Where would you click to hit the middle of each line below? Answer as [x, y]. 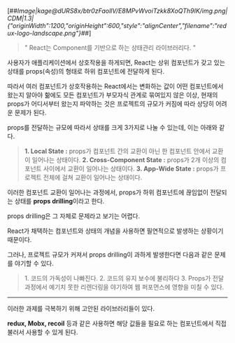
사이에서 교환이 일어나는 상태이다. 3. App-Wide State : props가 [131, 169]
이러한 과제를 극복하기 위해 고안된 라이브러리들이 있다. [81, 308]
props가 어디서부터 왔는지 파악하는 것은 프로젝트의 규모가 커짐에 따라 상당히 [111, 104]
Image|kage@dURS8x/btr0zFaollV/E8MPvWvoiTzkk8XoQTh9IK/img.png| [122, 11]
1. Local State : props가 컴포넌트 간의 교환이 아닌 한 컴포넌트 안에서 [117, 151]
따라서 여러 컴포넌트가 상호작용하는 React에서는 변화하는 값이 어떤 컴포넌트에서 [115, 86]
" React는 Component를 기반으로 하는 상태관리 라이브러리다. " [110, 48]
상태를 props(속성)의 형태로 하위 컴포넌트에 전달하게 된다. [86, 71]
